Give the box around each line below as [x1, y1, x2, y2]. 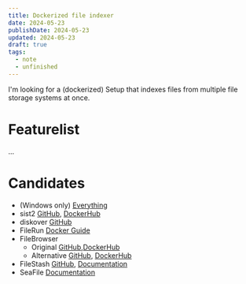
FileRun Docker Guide [19, 226, 90, 235]
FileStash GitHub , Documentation [19, 259, 128, 268]
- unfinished [15, 63, 58, 71]
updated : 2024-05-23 [8, 33, 76, 42]
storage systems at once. [8, 92, 90, 103]
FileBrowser [19, 234, 59, 243]
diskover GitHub [19, 217, 72, 226]
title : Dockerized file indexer [8, 11, 114, 20]
